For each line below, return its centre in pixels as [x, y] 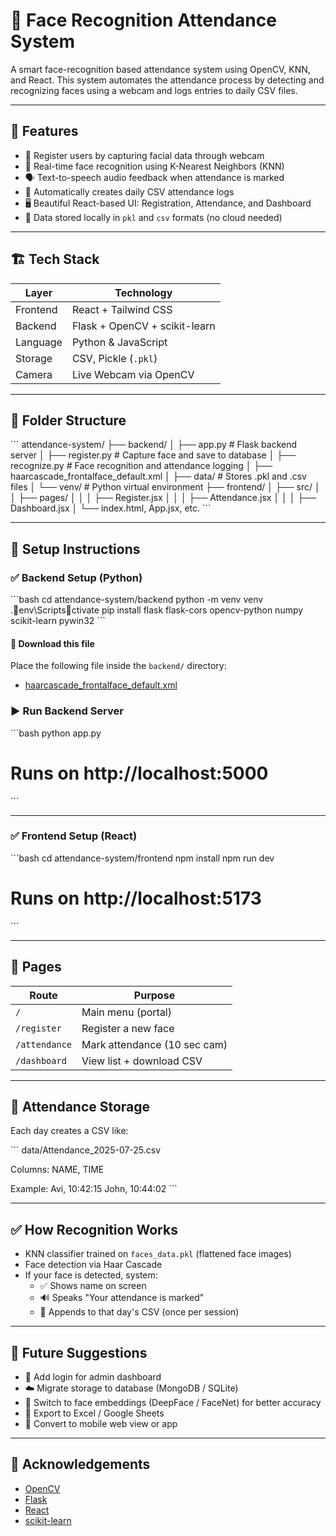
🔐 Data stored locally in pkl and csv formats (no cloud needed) [153, 217]
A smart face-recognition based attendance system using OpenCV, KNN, [160, 69]
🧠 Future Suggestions [79, 1352]
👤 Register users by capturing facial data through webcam [144, 155]
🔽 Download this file [52, 643]
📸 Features [44, 131]
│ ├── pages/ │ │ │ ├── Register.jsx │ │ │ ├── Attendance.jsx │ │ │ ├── [163, 498]
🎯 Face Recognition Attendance [143, 20]
